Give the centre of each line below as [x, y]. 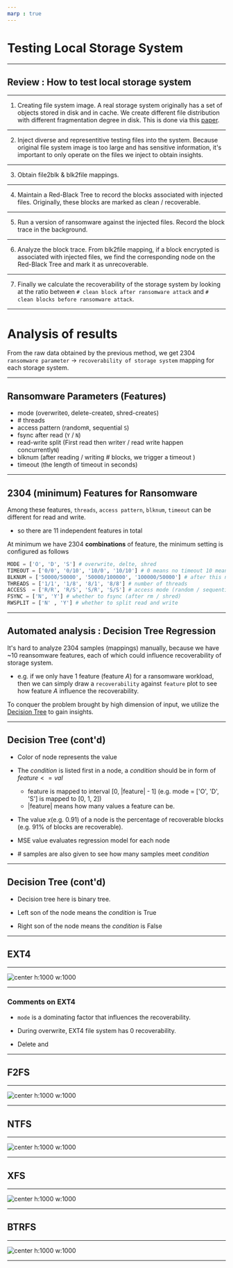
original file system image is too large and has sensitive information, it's [119, 147]
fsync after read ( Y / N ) [49, 435]
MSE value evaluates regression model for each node [93, 840]
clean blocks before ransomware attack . [76, 299]
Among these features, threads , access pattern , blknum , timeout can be [109, 510]
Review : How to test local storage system [100, 82]
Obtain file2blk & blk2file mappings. [68, 175]
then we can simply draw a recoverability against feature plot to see [117, 683]
